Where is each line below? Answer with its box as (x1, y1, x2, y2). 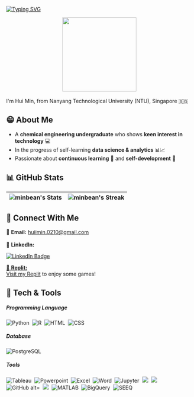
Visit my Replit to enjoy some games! (6, 270, 96, 278)
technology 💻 (14, 137, 51, 145)
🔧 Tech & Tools (6, 287, 62, 297)
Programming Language (6, 304, 68, 311)
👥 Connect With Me (6, 213, 79, 223)
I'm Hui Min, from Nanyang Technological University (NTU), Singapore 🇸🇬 (6, 98, 188, 104)
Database (6, 332, 31, 340)
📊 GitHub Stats (6, 172, 64, 183)
